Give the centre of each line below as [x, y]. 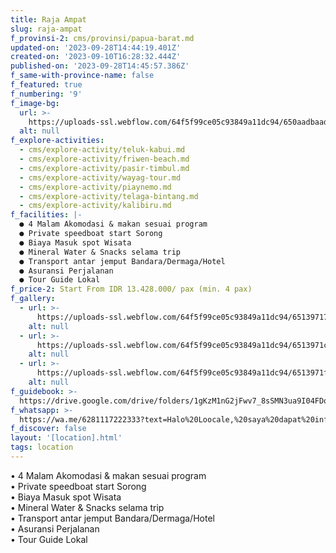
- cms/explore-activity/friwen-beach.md [104, 159]
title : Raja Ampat [48, 19]
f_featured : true [46, 85]
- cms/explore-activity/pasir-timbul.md [104, 168]
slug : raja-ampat [46, 29]
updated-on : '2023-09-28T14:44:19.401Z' [96, 47]
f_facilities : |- [46, 215]
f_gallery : [33, 299]
